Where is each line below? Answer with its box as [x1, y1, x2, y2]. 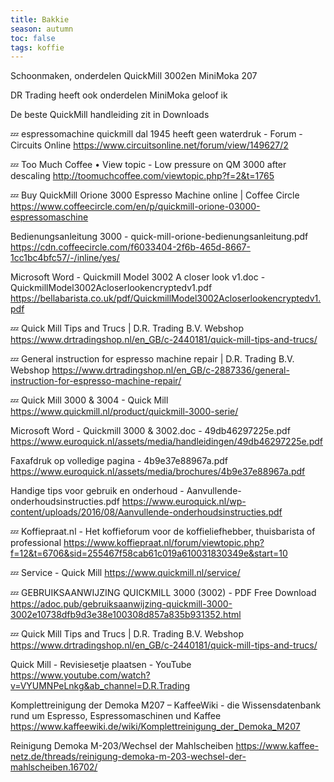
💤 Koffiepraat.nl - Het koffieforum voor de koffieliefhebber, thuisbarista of [10, 526, 316, 538]
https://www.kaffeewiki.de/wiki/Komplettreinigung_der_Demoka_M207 [10, 721, 301, 733]
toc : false [10, 33, 56, 43]
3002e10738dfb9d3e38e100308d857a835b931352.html [10, 609, 242, 621]
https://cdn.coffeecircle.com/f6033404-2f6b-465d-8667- [10, 241, 251, 253]
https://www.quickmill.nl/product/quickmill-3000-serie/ [10, 406, 239, 418]
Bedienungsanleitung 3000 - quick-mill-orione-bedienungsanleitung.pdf [10, 231, 309, 243]
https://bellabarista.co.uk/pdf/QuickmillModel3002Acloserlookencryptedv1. [10, 292, 322, 305]
